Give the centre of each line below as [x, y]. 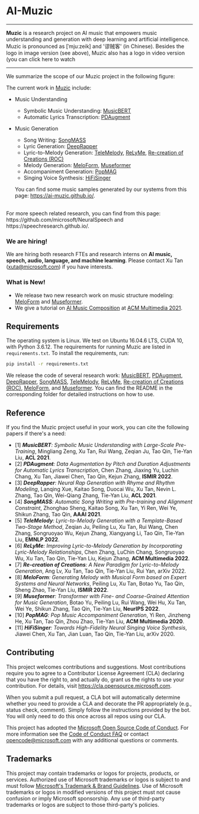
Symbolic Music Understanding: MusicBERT [77, 110]
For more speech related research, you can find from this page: [84, 213]
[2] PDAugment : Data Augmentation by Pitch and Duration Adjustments [102, 464]
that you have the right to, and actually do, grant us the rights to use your [95, 679]
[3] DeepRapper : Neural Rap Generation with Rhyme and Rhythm [94, 483]
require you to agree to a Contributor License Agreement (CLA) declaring [95, 673]
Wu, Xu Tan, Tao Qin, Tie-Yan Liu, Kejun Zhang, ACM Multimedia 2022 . [102, 558]
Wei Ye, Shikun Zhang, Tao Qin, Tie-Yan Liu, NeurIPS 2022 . [87, 609]
